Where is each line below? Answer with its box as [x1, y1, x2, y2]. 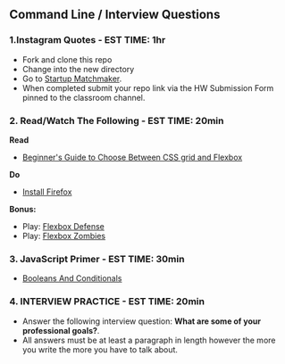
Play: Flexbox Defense [21, 220, 105, 231]
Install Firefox [21, 186, 72, 197]
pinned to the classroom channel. [21, 92, 146, 103]
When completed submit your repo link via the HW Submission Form [21, 82, 274, 93]
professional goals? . [21, 325, 100, 335]
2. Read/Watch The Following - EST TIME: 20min [9, 114, 224, 127]
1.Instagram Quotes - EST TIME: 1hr [9, 34, 166, 46]
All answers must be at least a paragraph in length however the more [21, 335, 276, 345]
